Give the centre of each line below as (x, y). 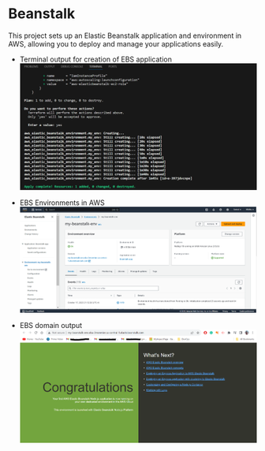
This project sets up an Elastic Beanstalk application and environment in (125, 35)
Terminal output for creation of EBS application (95, 59)
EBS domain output (51, 326)
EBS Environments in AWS (62, 203)
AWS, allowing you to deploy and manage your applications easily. (116, 43)
